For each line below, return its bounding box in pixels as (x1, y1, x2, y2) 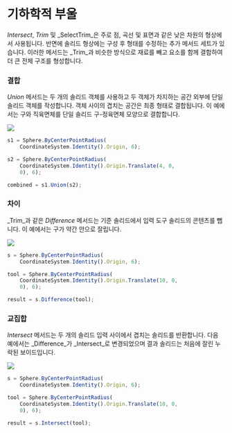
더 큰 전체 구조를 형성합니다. (7, 56, 83, 65)
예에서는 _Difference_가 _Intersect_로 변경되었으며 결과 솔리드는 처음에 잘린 (7, 339, 214, 348)
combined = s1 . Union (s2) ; (7, 181, 82, 188)
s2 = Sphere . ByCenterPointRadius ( (7, 155, 107, 163)
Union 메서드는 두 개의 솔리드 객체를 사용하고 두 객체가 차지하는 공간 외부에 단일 (7, 93, 224, 101)
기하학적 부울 (7, 6, 78, 22)
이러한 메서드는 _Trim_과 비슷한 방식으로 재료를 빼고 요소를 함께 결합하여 (27, 48, 223, 56)
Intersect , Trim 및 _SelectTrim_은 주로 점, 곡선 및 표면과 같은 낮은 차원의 (7, 31, 204, 39)
